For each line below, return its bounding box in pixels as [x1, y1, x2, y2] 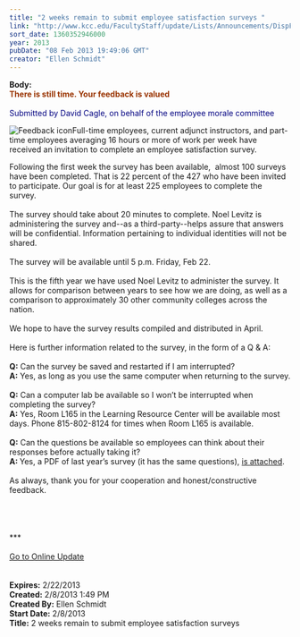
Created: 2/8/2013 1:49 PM [9, 590, 110, 599]
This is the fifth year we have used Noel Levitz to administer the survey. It [9, 276, 279, 286]
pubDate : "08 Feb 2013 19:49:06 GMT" [9, 47, 150, 55]
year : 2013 [9, 38, 50, 47]
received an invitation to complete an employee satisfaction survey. [9, 144, 257, 155]
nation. [9, 304, 35, 314]
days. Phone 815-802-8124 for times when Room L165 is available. [9, 418, 254, 429]
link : [9, 21, 29, 30]
